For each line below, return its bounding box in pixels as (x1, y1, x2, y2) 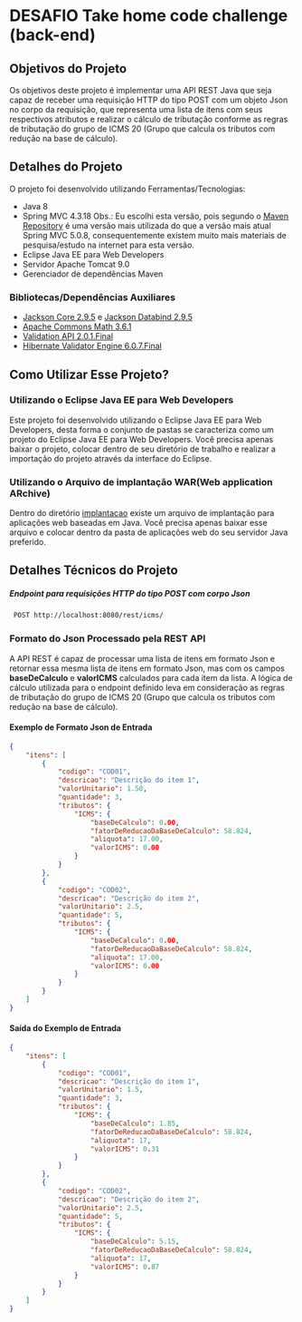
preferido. (9, 537, 47, 548)
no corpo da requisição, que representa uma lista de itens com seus (9, 104, 263, 114)
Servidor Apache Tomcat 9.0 (22, 258, 130, 269)
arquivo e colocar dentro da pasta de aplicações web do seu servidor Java (9, 527, 288, 538)
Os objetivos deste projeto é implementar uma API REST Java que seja (9, 85, 273, 95)
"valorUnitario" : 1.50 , (57, 784, 147, 793)
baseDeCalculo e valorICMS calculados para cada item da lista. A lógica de (9, 672, 293, 683)
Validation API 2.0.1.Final (22, 331, 114, 342)
